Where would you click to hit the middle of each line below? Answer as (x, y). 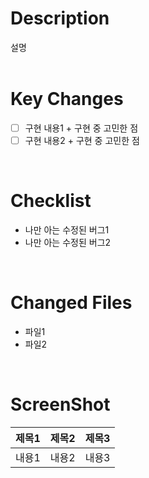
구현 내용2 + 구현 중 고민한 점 (82, 140)
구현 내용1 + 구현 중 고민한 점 (81, 128)
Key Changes (67, 99)
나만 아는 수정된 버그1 (67, 229)
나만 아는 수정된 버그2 (68, 242)
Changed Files (71, 303)
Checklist (51, 201)
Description (60, 18)
